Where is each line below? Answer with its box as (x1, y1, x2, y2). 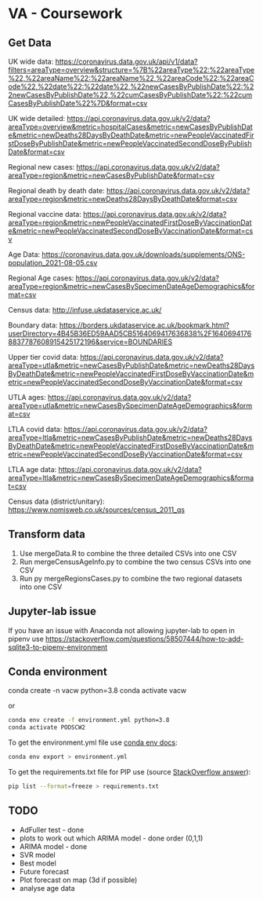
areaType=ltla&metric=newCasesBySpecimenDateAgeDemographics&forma (8, 473, 254, 482)
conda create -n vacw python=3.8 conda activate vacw (8, 686, 186, 695)
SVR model (19, 850, 56, 859)
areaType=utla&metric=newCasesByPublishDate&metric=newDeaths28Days (8, 361, 255, 370)
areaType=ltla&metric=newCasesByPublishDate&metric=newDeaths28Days (8, 433, 253, 442)
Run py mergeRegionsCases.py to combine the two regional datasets (19, 573, 243, 583)
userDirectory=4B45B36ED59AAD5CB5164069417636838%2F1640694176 (8, 329, 252, 338)
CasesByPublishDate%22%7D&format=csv (8, 99, 148, 108)
